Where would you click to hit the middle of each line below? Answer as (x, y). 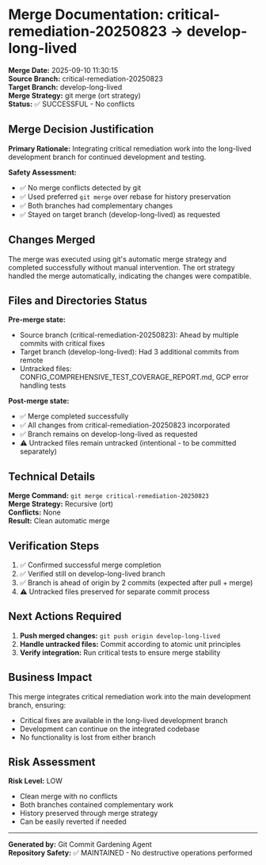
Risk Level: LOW (36, 781)
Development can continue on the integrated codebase (110, 729)
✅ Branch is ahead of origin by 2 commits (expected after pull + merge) (136, 583)
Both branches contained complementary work (97, 805)
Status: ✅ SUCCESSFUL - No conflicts (72, 104)
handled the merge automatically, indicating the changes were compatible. (130, 276)
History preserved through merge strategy (89, 813)
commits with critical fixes (62, 343)
